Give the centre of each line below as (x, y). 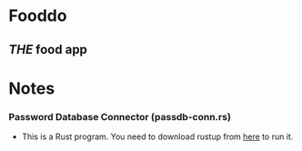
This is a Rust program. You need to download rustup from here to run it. (157, 136)
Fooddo (38, 16)
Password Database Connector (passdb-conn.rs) (120, 116)
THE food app (48, 50)
